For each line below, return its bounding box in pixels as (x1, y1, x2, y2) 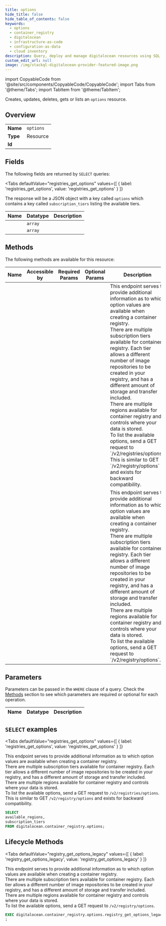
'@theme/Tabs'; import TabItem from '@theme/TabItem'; (5, 87, 121, 93)
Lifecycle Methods (5, 838, 64, 846)
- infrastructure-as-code (9, 40, 63, 45)
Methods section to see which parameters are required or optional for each (5, 692, 158, 697)
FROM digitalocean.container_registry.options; (5, 824, 105, 829)
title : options (5, 7, 37, 12)
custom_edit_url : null (5, 58, 52, 63)
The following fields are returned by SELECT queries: (5, 171, 110, 176)
